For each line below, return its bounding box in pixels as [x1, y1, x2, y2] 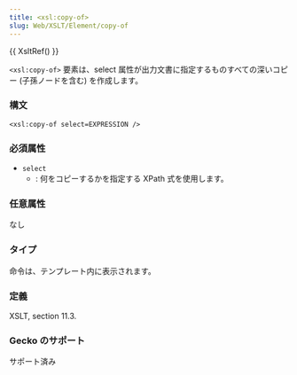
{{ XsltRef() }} [9, 45, 59, 56]
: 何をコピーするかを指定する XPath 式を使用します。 [35, 174, 229, 184]
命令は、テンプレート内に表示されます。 [9, 265, 157, 276]
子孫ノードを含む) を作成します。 [21, 74, 144, 85]
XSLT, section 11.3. [9, 310, 77, 321]
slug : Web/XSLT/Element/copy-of [9, 21, 129, 30]
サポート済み [9, 356, 56, 367]
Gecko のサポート [9, 334, 86, 347]
